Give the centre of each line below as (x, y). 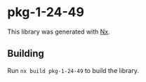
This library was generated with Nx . (59, 32)
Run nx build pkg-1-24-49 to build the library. (73, 70)
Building (26, 54)
